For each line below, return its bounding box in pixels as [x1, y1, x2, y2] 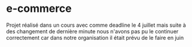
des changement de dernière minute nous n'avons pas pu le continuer [6, 27, 179, 35]
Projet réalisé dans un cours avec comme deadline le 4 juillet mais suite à [6, 21, 186, 29]
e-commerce [6, 2, 72, 15]
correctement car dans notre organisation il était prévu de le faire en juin [6, 34, 184, 41]
